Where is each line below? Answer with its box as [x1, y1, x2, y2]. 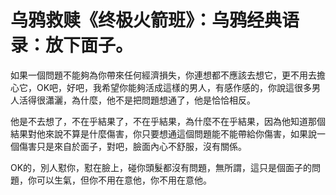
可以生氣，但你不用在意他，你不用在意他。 [36, 174, 212, 186]
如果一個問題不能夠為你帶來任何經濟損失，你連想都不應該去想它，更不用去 [10, 69, 317, 81]
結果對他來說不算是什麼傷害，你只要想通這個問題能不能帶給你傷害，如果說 [10, 127, 317, 140]
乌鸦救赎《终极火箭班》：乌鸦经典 [10, 9, 283, 32]
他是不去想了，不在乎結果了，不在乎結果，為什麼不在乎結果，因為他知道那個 [10, 115, 326, 127]
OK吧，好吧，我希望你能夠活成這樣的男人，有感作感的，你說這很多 [36, 81, 313, 93]
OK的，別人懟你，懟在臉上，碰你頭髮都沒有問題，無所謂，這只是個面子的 [10, 161, 313, 173]
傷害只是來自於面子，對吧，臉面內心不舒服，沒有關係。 [18, 140, 247, 152]
